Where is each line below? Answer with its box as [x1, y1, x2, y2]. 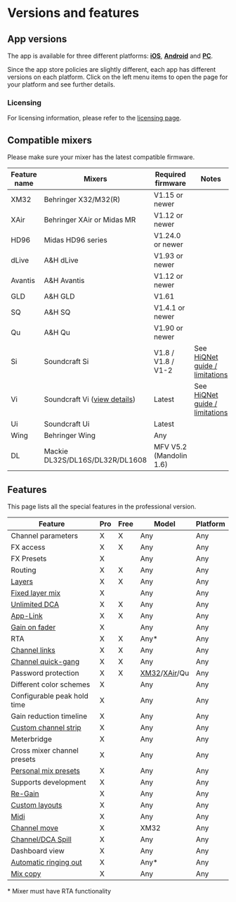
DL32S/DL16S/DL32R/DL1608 [44, 456, 147, 465]
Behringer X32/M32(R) [44, 195, 121, 205]
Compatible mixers [7, 134, 93, 146]
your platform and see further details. [7, 80, 116, 89]
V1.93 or [153, 251, 184, 261]
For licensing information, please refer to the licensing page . [7, 114, 181, 123]
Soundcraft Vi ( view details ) [44, 394, 136, 404]
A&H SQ [44, 308, 71, 318]
